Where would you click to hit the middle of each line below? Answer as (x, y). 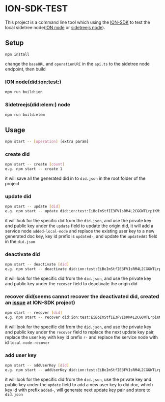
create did (17, 154)
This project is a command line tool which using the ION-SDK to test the (78, 22)
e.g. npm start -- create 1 (34, 169)
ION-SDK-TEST (36, 9)
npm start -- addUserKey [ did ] (37, 366)
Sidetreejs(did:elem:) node (38, 104)
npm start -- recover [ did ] (34, 313)
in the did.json (20, 241)
